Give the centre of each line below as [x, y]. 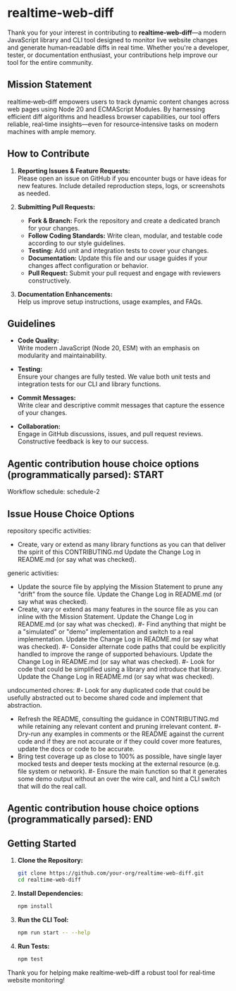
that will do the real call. [52, 786]
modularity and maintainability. [62, 356]
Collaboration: [39, 426]
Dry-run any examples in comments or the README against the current [120, 734]
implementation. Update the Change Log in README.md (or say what [118, 639]
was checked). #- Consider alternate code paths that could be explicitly [122, 647]
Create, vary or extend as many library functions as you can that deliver [122, 544]
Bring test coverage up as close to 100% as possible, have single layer [120, 756]
